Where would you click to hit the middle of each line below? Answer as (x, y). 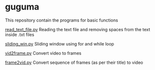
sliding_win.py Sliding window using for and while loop (60, 44)
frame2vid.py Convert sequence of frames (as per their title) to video (74, 62)
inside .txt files (20, 35)
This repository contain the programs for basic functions (61, 20)
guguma (22, 7)
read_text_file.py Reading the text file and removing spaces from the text (78, 29)
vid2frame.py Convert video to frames (43, 53)
